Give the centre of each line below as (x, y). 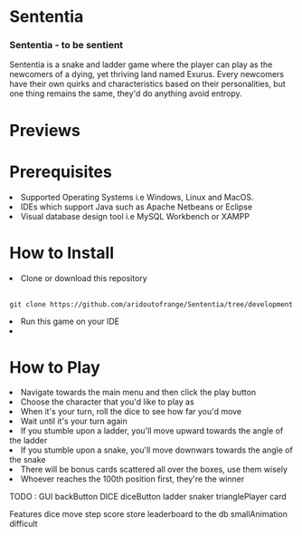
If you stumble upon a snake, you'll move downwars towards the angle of (157, 450)
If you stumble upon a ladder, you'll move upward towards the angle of (152, 431)
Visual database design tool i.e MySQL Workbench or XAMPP (136, 216)
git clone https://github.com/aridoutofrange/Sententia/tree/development (151, 304)
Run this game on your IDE (71, 321)
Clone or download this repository (84, 278)
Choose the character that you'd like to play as (108, 402)
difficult (24, 524)
